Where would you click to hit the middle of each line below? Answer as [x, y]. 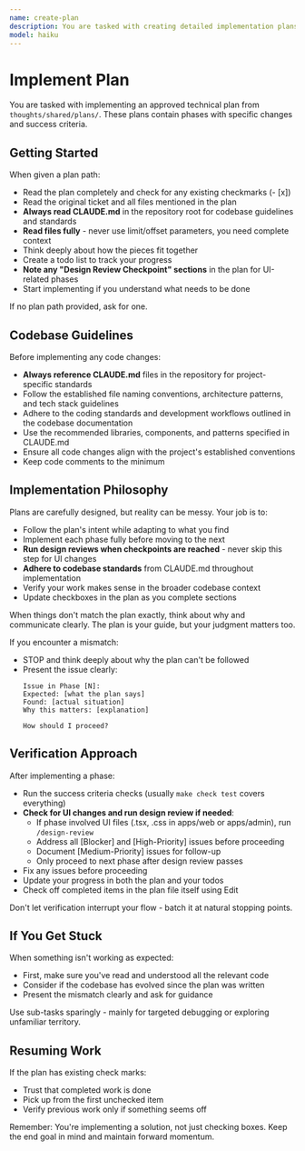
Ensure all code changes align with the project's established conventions [159, 452]
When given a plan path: [55, 175]
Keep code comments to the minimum [93, 461]
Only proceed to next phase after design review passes [139, 861]
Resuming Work [55, 1051]
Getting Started [54, 152]
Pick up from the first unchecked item [93, 1100]
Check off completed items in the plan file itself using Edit [130, 890]
